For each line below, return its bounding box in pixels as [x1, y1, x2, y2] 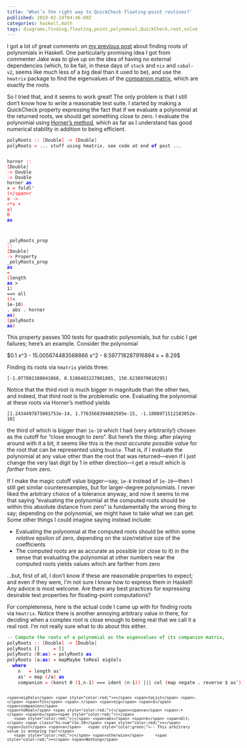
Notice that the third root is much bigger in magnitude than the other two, [7, 386, 190, 393]
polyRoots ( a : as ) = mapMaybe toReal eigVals [7, 657, 122, 663]
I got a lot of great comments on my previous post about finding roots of [7, 43, 188, 50]
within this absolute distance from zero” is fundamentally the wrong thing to [7, 503, 197, 510]
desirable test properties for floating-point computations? [7, 591, 151, 598]
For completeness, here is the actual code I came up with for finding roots [7, 603, 192, 610]
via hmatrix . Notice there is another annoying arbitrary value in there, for [7, 609, 189, 617]
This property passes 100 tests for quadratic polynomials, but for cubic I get [7, 333, 197, 341]
